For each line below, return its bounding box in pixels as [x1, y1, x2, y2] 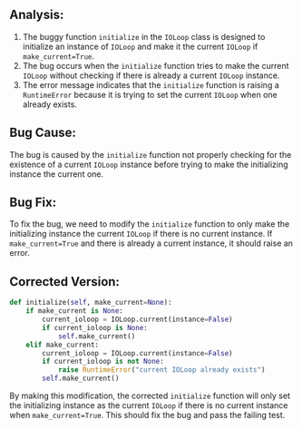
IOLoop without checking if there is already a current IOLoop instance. [22, 70, 280, 81]
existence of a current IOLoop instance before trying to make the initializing [9, 159, 288, 170]
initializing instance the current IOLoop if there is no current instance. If [9, 229, 273, 239]
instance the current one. [9, 168, 104, 180]
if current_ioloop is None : [42, 323, 148, 332]
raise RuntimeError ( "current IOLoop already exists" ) [57, 366, 266, 375]
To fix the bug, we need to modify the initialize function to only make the [9, 219, 290, 229]
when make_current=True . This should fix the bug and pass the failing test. [9, 410, 286, 420]
